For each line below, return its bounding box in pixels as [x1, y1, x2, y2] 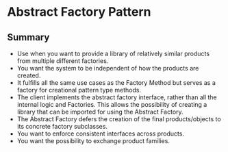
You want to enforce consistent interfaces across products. [16, 129, 185, 138]
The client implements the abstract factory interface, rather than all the [16, 93, 217, 101]
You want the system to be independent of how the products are [16, 64, 199, 72]
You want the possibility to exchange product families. [16, 137, 170, 144]
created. [16, 71, 41, 79]
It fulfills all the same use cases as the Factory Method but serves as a [16, 79, 216, 86]
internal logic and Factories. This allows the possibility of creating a [16, 101, 207, 108]
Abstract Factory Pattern [7, 4, 151, 20]
